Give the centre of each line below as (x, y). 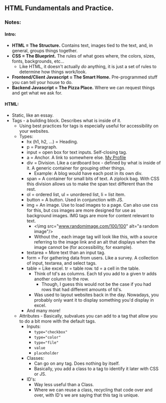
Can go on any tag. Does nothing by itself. (77, 363)
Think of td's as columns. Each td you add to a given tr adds (95, 273)
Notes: (13, 22)
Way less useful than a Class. (64, 384)
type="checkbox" (51, 332)
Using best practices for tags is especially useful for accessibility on (89, 126)
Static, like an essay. (33, 115)
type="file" (46, 342)
